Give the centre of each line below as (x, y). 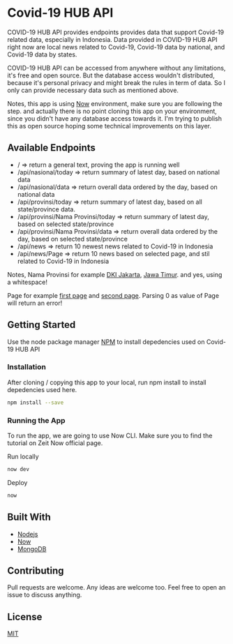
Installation (27, 367)
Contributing (36, 570)
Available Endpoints (52, 148)
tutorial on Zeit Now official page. (55, 443)
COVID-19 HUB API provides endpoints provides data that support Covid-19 (116, 32)
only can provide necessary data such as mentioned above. (93, 90)
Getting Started (42, 325)
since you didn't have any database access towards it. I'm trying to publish (114, 118)
